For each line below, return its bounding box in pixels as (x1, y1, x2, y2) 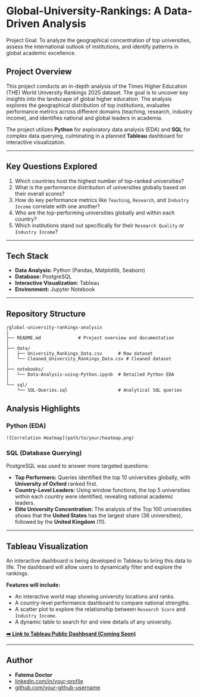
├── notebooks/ (6, 366, 44, 373)
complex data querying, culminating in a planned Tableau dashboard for (6, 132, 183, 139)
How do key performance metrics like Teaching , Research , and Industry (14, 196, 189, 204)
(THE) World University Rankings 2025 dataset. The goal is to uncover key (6, 88, 189, 96)
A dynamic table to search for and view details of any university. (14, 618, 173, 625)
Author (6, 655, 33, 665)
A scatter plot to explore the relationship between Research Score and (14, 605, 186, 613)
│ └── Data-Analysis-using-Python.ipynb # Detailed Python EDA (6, 371, 174, 377)
